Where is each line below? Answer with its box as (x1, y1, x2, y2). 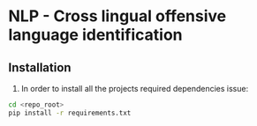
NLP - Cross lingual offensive (8, 6, 227, 26)
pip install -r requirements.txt (8, 108, 132, 117)
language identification (8, 25, 183, 45)
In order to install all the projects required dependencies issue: (20, 84, 249, 93)
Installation (8, 60, 72, 75)
